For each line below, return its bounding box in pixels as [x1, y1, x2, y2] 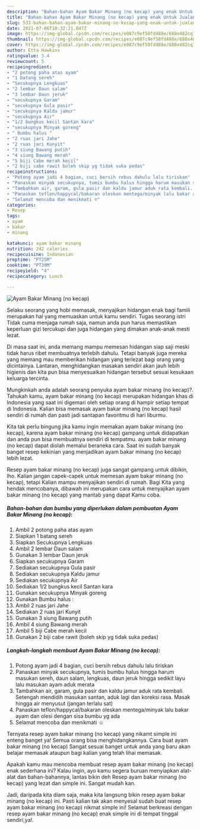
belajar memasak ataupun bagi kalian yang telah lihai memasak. [7, 749, 163, 756]
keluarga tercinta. [7, 375, 50, 382]
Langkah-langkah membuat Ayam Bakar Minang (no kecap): [7, 647, 161, 654]
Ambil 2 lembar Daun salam [15, 545, 83, 552]
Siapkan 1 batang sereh [15, 532, 73, 539]
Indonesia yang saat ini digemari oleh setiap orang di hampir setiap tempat [7, 398, 189, 406]
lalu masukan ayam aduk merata [15, 681, 95, 688]
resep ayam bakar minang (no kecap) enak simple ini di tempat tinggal [7, 810, 179, 817]
